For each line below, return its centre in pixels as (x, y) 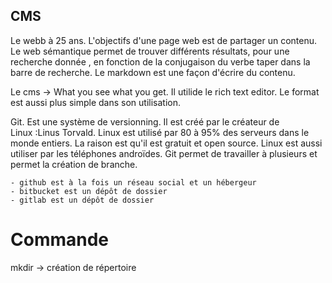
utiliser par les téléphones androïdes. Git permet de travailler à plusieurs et (164, 153)
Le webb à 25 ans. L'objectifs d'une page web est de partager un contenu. (164, 40)
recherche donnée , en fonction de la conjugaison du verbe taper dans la (160, 61)
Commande (60, 240)
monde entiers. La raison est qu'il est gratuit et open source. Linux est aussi (166, 143)
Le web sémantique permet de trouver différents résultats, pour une (150, 51)
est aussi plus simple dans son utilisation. (95, 102)
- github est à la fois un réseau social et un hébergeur (133, 182)
